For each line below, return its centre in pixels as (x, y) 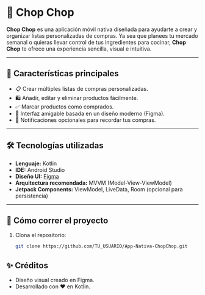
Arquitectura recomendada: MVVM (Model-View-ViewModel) (93, 183)
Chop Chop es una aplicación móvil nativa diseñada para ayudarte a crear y (102, 29)
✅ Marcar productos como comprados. (64, 107)
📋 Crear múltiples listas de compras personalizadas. (81, 88)
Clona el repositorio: (41, 235)
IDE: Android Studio (40, 169)
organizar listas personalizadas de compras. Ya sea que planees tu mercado (102, 35)
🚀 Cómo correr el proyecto (57, 220)
